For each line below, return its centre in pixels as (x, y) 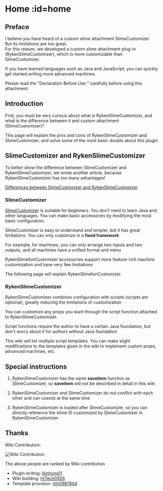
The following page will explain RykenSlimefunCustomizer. (64, 274)
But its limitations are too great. (36, 44)
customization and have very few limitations (49, 264)
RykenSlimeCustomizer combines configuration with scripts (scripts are (77, 297)
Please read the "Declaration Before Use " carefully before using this (74, 83)
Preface (17, 27)
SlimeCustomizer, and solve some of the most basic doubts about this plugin (81, 140)
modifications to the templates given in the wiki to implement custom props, (81, 346)
